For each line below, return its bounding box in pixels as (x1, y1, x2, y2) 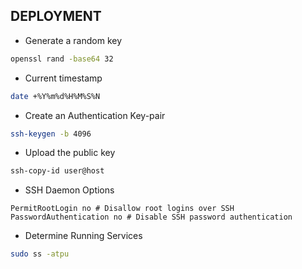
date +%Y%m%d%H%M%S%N (10, 91, 101, 101)
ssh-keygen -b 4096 (10, 129, 92, 139)
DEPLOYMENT (10, 8, 102, 25)
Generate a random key (24, 34, 123, 46)
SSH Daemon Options (24, 184, 115, 196)
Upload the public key (24, 147, 116, 159)
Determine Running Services (24, 230, 143, 242)
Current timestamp (24, 72, 103, 84)
